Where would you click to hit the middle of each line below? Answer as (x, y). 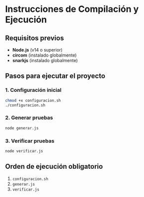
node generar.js (22, 128)
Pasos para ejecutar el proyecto (55, 76)
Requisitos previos (35, 38)
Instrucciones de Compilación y (72, 9)
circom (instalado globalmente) (44, 55)
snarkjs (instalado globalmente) (45, 60)
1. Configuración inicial (33, 90)
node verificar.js (24, 151)
